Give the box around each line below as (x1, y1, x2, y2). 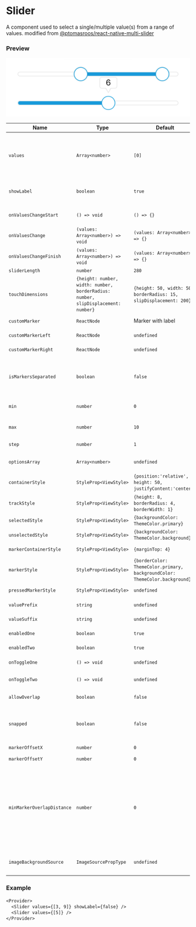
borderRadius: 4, (134, 500, 176, 506)
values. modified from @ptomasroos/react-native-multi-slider (6, 29, 155, 36)
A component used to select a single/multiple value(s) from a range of (6, 23, 174, 30)
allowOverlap (8, 695, 40, 701)
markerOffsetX (8, 745, 43, 751)
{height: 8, (134, 494, 163, 500)
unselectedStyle (8, 532, 48, 538)
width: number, (76, 282, 114, 288)
